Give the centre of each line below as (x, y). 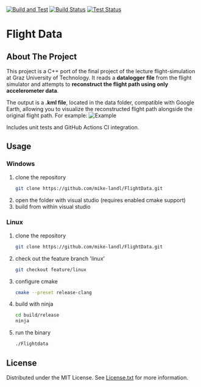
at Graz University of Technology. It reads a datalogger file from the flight (99, 78)
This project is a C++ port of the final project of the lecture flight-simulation (101, 71)
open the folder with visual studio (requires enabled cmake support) (100, 200)
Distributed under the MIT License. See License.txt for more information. (97, 377)
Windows (21, 164)
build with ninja (34, 304)
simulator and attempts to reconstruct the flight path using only (87, 84)
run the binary (33, 333)
